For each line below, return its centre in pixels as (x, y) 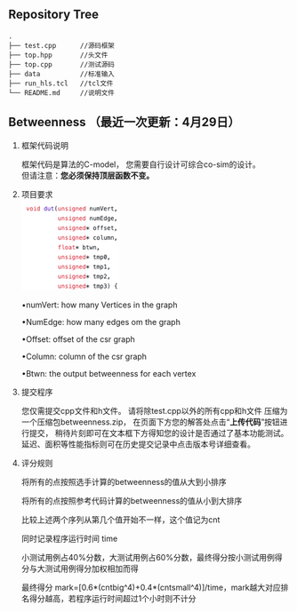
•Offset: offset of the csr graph (78, 339)
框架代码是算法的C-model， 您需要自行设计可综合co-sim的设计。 (141, 164)
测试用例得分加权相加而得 (92, 568)
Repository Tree (54, 15)
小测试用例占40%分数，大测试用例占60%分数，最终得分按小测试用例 (148, 557)
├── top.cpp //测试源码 (61, 64)
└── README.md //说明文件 (61, 92)
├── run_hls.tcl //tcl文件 (61, 83)
